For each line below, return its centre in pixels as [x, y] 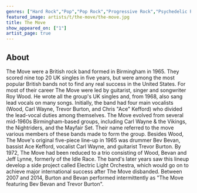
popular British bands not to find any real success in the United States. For [96, 84]
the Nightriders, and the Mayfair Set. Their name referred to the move [90, 128]
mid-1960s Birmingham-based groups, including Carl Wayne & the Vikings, [96, 121]
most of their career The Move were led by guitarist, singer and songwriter [96, 90]
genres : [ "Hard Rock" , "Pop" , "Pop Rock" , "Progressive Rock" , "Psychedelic [97, 11]
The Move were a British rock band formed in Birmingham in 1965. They [93, 71]
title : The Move [26, 22]
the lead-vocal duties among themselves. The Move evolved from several [95, 115]
